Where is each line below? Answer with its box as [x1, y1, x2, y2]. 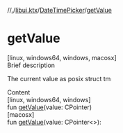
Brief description [7, 61, 56, 69]
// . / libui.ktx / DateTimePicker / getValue [7, 6, 113, 14]
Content [7, 87, 31, 97]
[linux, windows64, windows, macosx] [7, 53, 117, 62]
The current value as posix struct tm [7, 74, 111, 83]
